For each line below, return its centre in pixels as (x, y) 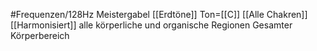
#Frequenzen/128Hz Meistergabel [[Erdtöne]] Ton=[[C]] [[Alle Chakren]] (159, 14)
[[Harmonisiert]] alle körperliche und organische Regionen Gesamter (151, 25)
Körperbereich (40, 35)
